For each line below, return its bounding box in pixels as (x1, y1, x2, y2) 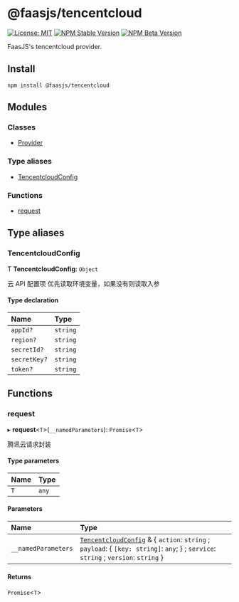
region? (11, 336, 37, 344)
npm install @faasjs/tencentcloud (7, 82, 110, 89)
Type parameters (7, 457, 60, 465)
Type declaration (7, 296, 59, 305)
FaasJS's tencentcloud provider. (7, 42, 102, 51)
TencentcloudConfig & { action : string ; (80, 535, 211, 545)
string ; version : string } (80, 553, 164, 563)
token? (11, 365, 33, 373)
